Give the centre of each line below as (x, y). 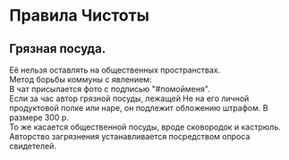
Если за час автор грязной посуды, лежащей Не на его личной (129, 98)
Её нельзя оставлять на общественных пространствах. (115, 70)
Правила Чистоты (79, 16)
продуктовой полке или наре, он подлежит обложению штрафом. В (139, 108)
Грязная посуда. (58, 49)
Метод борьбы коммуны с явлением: (81, 80)
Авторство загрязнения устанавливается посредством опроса (130, 136)
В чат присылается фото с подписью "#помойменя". (110, 89)
